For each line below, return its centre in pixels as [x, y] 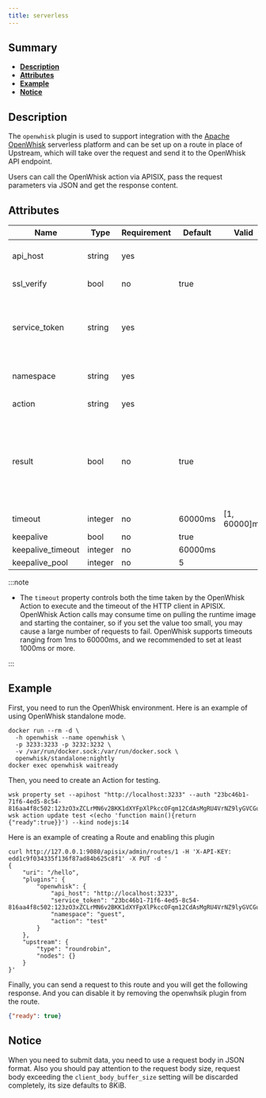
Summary [33, 48]
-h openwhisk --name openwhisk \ [70, 738]
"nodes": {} [57, 956]
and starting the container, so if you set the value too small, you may [131, 623]
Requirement [146, 233]
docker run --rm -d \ [44, 730]
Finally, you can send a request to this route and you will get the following [128, 984]
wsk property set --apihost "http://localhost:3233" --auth [110, 795]
